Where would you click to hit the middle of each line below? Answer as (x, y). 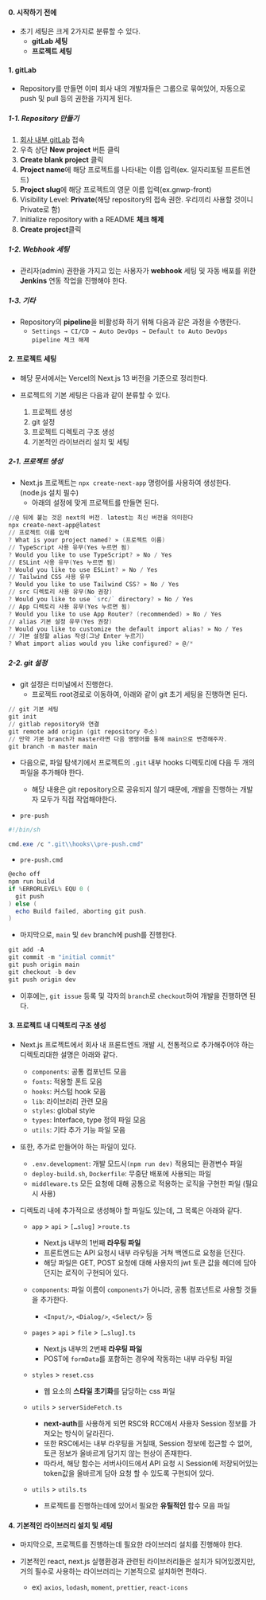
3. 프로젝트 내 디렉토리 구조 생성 (58, 1025)
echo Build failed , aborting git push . (81, 911)
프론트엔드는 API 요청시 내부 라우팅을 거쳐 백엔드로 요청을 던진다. (145, 1252)
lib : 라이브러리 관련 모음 (70, 1101)
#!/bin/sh (25, 830)
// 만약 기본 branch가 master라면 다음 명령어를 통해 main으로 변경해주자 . (118, 739)
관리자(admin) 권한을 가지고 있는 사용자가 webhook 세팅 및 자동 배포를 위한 (138, 271)
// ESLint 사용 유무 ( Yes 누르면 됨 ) (62, 562)
